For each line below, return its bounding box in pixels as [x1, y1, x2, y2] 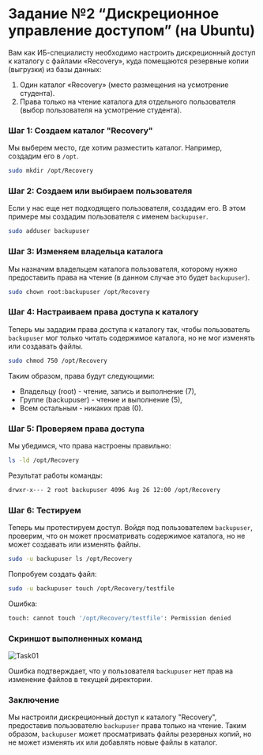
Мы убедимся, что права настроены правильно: [8, 440, 171, 450]
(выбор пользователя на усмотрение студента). [19, 105, 182, 115]
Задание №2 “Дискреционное [8, 5, 220, 23]
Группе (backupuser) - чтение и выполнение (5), [19, 395, 183, 404]
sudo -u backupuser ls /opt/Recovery [8, 555, 133, 562]
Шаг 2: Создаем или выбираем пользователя [8, 185, 193, 196]
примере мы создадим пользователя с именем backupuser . [8, 212, 209, 222]
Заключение [8, 694, 60, 705]
